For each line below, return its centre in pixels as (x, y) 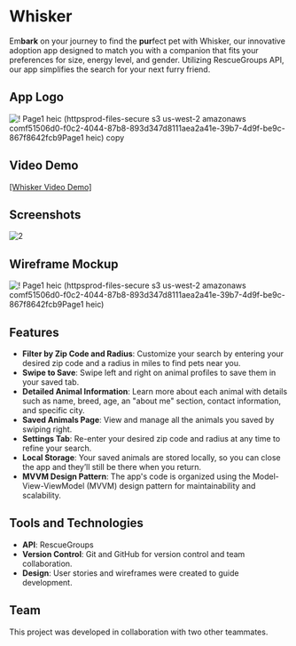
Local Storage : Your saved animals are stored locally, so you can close (151, 458)
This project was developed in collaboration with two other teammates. (139, 632)
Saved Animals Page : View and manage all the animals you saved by (148, 420)
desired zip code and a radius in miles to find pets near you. (131, 363)
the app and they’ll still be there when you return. (112, 467)
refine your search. (57, 448)
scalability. (42, 495)
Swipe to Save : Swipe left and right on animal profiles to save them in (149, 372)
